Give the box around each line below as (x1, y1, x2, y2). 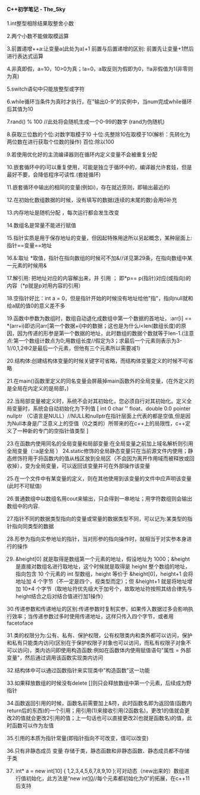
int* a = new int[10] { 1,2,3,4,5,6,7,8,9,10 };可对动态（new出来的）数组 (15, 768, 185, 775)
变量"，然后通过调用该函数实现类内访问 (7, 654, 104, 662)
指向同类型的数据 (11, 523, 54, 530)
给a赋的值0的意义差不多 (7, 302, 65, 309)
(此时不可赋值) (7, 483, 42, 490)
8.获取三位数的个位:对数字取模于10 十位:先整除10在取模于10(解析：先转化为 (7, 131, 191, 138)
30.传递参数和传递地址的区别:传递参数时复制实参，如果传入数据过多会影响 (7, 605, 189, 613)
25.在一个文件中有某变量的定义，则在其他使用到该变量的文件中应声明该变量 (7, 475, 192, 482)
